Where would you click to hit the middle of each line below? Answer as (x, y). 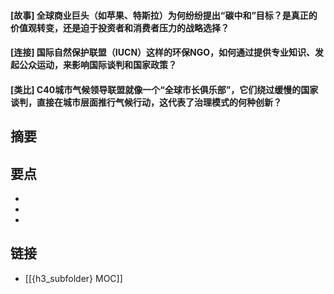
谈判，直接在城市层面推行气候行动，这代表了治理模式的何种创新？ (146, 102)
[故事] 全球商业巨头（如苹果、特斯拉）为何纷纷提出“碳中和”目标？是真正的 (164, 15)
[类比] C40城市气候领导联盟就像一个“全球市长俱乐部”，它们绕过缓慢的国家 (164, 89)
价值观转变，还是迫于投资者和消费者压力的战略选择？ (120, 27)
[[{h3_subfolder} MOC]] (73, 278)
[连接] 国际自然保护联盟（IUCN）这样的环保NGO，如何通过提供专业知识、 (163, 52)
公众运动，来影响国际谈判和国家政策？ (97, 65)
